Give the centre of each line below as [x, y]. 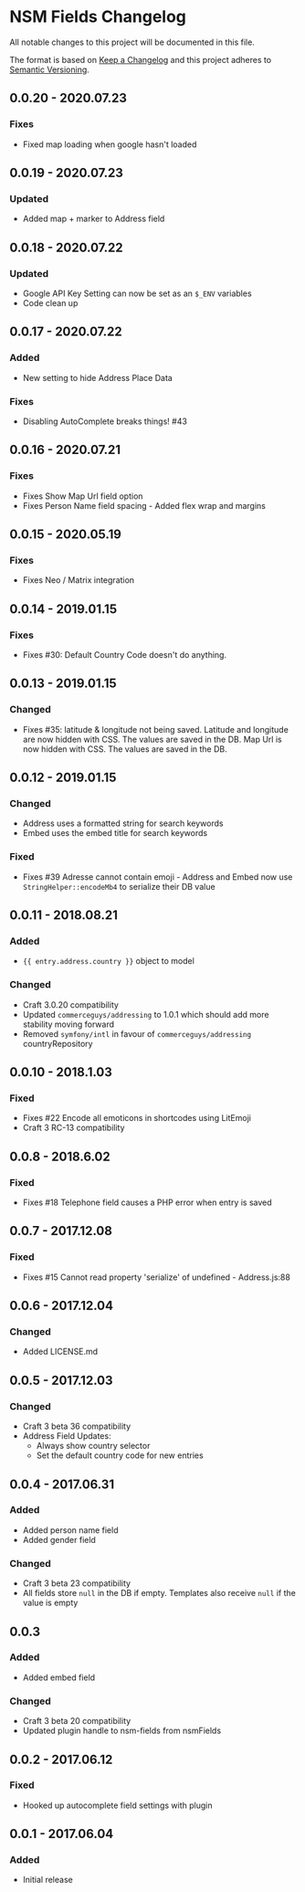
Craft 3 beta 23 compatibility [76, 1583]
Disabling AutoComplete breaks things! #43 [105, 421]
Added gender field [59, 1539]
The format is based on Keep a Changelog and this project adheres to [141, 59]
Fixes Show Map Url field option [83, 496]
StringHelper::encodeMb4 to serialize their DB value [119, 886]
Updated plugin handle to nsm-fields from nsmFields [122, 1731]
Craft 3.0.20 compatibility [70, 1004]
